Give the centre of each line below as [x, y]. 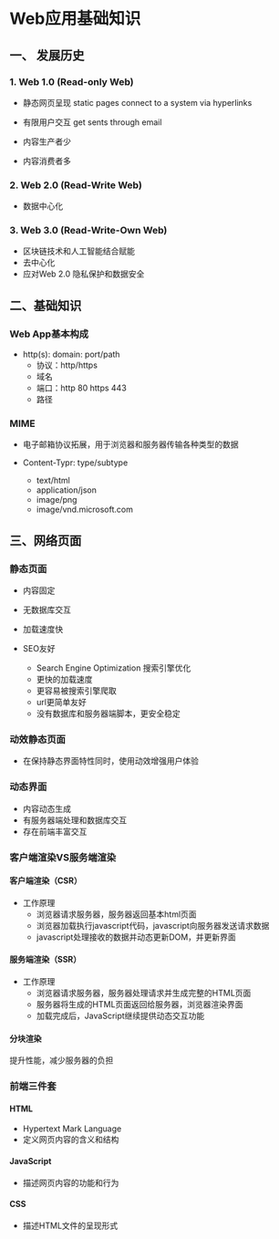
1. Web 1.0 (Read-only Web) [72, 81]
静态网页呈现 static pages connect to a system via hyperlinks [137, 102]
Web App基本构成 [49, 334]
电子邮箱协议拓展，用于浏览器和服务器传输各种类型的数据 [130, 444]
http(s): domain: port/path [71, 354]
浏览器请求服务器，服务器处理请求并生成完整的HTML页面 [144, 993]
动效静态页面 [38, 740]
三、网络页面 [46, 541]
